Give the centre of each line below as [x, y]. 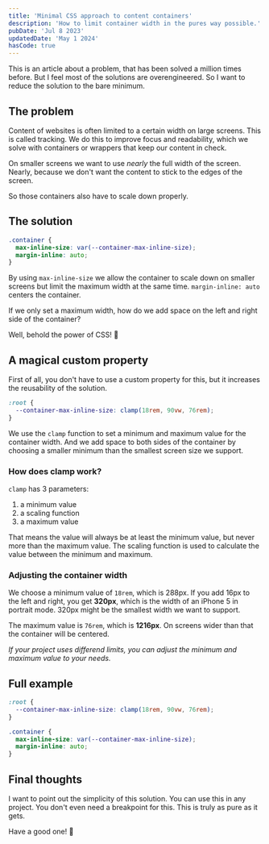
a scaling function [50, 513]
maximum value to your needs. [60, 659]
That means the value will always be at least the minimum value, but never [132, 537]
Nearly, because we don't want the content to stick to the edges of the [126, 172]
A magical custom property [79, 360]
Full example [41, 683]
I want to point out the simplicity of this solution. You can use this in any [127, 799]
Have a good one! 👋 [41, 832]
